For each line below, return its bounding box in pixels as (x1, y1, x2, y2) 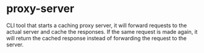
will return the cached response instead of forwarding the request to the (6, 34, 187, 42)
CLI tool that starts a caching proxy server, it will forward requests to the (6, 22, 187, 29)
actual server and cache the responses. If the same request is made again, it (6, 28, 198, 35)
